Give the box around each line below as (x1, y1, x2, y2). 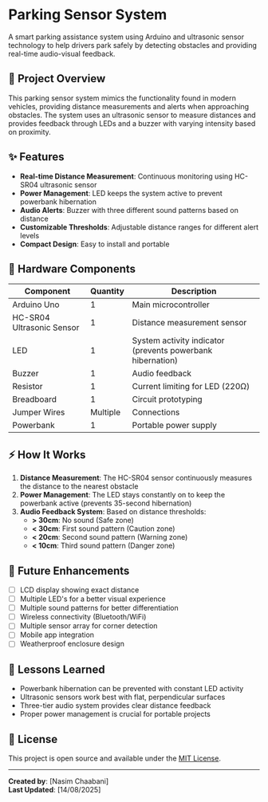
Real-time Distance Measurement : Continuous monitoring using (19, 171, 233, 181)
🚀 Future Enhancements (8, 564, 130, 577)
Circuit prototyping (132, 394, 203, 405)
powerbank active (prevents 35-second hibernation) (19, 498, 192, 508)
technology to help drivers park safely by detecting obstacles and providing (8, 40, 258, 49)
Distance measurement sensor (132, 317, 247, 328)
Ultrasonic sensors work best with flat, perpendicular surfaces (19, 692, 226, 702)
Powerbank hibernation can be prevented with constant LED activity (19, 684, 244, 694)
